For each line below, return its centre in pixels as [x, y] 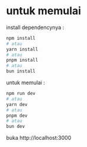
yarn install [22, 49]
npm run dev [21, 94]
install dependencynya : [35, 27]
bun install [21, 71]
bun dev [16, 127]
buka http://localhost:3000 [39, 138]
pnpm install [22, 60]
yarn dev [17, 104]
